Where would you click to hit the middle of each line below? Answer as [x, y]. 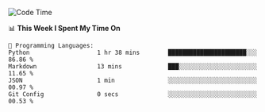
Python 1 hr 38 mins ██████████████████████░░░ [133, 52]
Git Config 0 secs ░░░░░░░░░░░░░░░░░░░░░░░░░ [133, 95]
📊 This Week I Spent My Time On [64, 28]
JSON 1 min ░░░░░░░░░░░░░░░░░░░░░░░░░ [133, 80]
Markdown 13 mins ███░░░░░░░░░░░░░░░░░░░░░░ [133, 67]
